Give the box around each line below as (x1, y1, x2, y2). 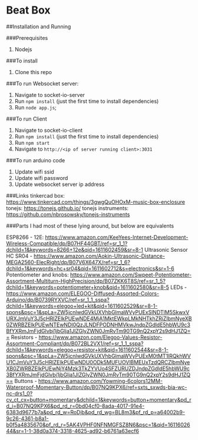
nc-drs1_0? (6, 389, 33, 397)
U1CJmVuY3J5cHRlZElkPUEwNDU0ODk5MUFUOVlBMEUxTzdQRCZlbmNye (6, 358, 190, 365)
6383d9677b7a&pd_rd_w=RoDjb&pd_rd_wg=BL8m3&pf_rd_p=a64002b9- (6, 408, 186, 415)
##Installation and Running (6, 23, 71, 30)
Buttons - (14, 377, 37, 384)
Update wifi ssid (14, 168, 54, 175)
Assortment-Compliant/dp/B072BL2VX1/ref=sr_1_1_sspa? (6, 339, 144, 347)
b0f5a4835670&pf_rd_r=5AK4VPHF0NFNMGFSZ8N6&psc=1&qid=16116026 (6, 421, 190, 428)
